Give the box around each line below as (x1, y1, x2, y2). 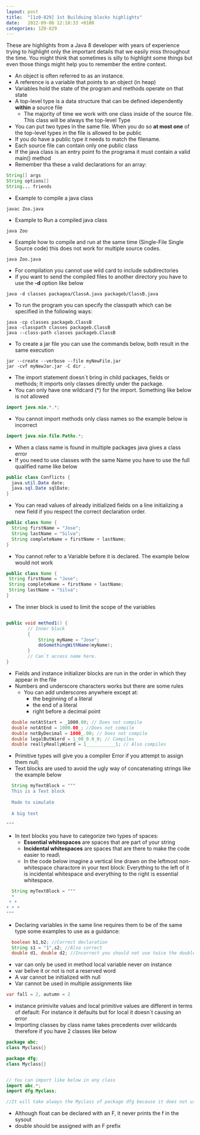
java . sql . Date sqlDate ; (11, 485, 70, 491)
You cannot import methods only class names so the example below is (14, 415, 188, 422)
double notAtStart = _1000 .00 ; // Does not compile (11, 719, 143, 725)
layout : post (6, 8, 39, 15)
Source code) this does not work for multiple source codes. (14, 245, 161, 252)
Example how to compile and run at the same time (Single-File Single (14, 238, 184, 245)
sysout (14, 1116, 32, 1123)
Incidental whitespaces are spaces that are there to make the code (23, 845, 190, 852)
